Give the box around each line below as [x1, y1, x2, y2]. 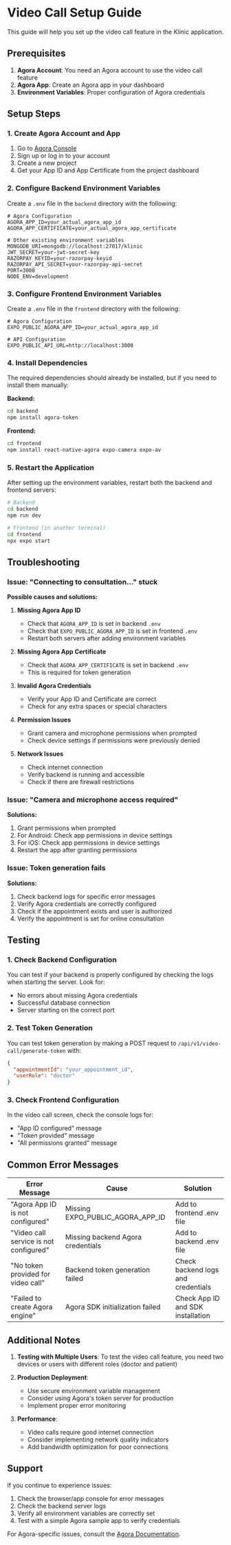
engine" [10, 1311, 36, 1321]
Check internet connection [27, 763, 103, 771]
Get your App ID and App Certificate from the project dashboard [16, 166, 199, 175]
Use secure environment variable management [27, 1387, 160, 1395]
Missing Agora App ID [16, 606, 81, 615]
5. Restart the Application [7, 462, 94, 472]
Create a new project [16, 159, 77, 167]
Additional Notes [7, 1334, 81, 1346]
